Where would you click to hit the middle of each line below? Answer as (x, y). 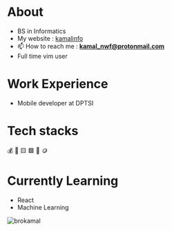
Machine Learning (43, 207)
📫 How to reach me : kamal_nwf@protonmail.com (90, 46)
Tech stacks (43, 131)
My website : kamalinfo (50, 38)
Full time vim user (42, 56)
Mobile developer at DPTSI (55, 103)
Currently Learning (63, 181)
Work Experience (58, 84)
